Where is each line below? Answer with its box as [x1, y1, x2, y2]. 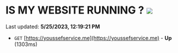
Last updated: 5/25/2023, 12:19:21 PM [5, 23, 100, 30]
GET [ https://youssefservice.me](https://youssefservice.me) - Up [14, 34, 172, 41]
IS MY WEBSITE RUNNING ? [5, 4, 145, 17]
